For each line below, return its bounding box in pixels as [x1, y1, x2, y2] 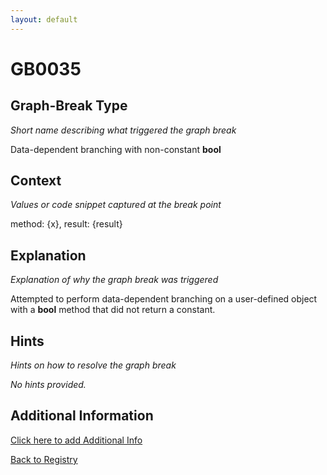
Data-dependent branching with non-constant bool [10, 143, 222, 155]
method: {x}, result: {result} [10, 218, 123, 230]
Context [10, 172, 62, 190]
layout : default [10, 14, 78, 25]
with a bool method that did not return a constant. [10, 304, 216, 316]
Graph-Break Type [10, 97, 128, 115]
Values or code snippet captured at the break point [10, 199, 222, 211]
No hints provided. [10, 379, 87, 391]
